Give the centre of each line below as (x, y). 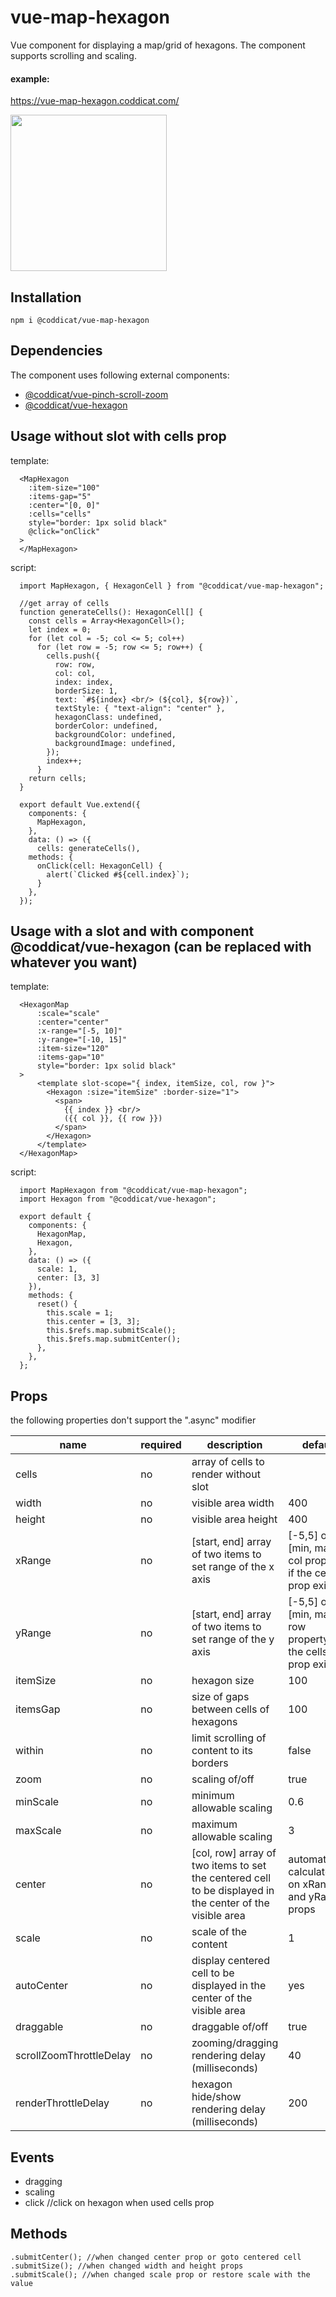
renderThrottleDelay (62, 2103)
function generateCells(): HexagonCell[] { (111, 612)
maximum (214, 1824)
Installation (46, 297)
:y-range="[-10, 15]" (82, 1040)
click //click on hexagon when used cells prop (119, 2203)
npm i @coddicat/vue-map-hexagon (80, 320)
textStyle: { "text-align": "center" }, (140, 708)
